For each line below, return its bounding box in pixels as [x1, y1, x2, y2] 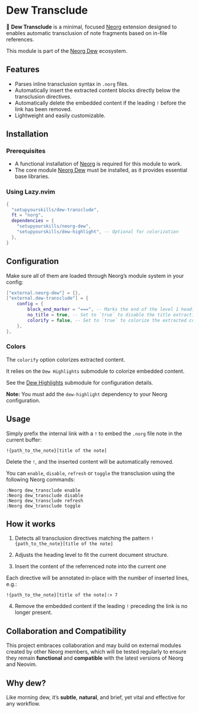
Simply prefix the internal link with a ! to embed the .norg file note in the [6, 430, 182, 437]
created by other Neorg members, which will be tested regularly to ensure [6, 648, 187, 655]
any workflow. [6, 700, 40, 707]
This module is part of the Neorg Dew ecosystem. [6, 47, 127, 54]
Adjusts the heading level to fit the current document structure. [14, 552, 169, 559]
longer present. [14, 609, 53, 616]
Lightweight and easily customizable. [14, 112, 105, 119]
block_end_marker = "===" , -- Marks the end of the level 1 [27, 306, 179, 312]
